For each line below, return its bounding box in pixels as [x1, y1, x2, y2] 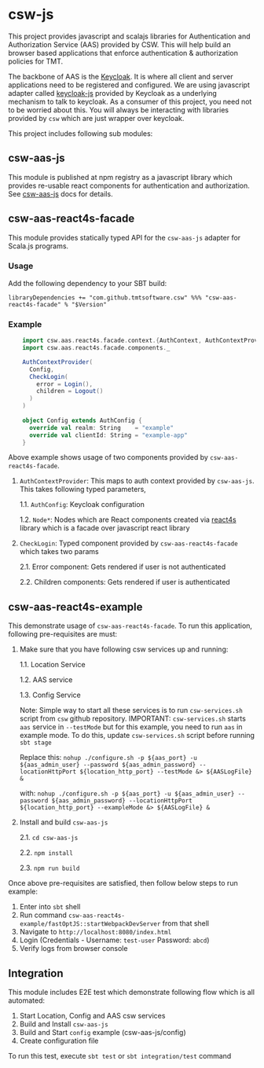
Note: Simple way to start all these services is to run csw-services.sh [19, 706, 244, 715]
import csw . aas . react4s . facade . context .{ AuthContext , [22, 336, 202, 345]
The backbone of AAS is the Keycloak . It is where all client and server [8, 72, 233, 81]
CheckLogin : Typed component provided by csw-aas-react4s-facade [19, 538, 238, 548]
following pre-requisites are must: [8, 629, 118, 639]
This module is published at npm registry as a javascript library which [8, 172, 233, 182]
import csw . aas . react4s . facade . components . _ [22, 344, 170, 352]
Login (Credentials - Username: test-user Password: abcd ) [19, 935, 210, 945]
